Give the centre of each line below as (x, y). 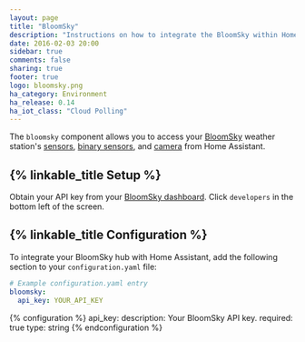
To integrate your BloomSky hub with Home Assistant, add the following (144, 256)
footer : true (34, 77)
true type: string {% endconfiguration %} (86, 327)
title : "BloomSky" (44, 26)
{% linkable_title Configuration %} (108, 235)
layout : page (34, 18)
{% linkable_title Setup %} (85, 175)
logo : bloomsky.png (46, 85)
